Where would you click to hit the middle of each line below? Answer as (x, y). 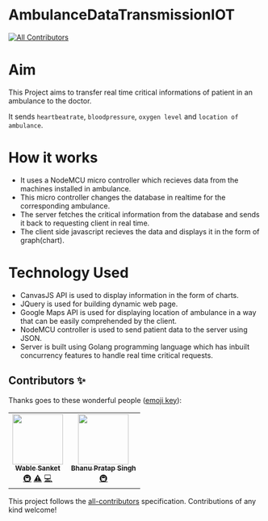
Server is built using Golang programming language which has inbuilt (135, 347)
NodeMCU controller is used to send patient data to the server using (134, 330)
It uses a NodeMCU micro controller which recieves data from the (129, 180)
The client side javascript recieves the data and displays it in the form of (140, 231)
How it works (53, 158)
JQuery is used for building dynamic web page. (99, 304)
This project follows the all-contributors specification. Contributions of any (132, 501)
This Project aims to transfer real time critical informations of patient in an (130, 92)
